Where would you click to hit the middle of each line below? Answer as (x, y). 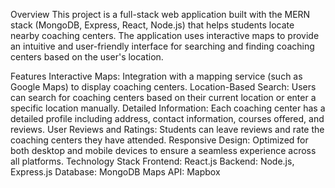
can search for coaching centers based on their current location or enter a (163, 97)
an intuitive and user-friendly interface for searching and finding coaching (162, 46)
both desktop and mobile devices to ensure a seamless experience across (163, 150)
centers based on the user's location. (87, 57)
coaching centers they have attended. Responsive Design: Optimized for (159, 140)
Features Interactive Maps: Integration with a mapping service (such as (156, 76)
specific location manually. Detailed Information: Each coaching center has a (168, 108)
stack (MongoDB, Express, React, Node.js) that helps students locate (152, 25)
